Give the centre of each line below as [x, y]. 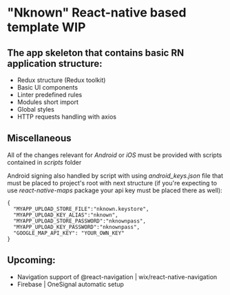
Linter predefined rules [50, 95]
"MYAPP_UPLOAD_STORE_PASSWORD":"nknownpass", [80, 221]
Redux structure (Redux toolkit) [61, 80]
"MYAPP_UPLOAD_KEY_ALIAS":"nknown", [66, 215]
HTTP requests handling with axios [67, 116]
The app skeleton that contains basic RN [96, 53]
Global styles [36, 109]
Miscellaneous [39, 138]
